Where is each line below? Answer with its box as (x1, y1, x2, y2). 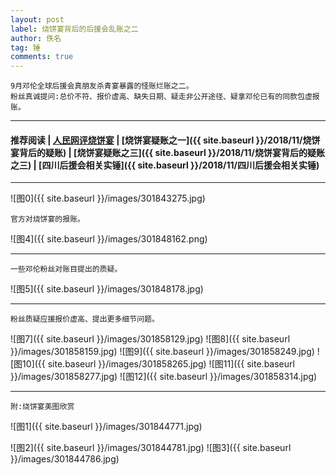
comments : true (10, 52, 74, 62)
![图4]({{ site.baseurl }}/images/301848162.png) (10, 233, 208, 245)
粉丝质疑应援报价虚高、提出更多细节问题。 (10, 314, 160, 325)
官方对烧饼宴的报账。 (10, 214, 85, 225)
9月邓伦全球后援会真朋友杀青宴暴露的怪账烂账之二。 (10, 81, 194, 91)
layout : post (10, 14, 65, 25)
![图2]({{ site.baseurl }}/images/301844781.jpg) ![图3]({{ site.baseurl (10, 442, 292, 454)
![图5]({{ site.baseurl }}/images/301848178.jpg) (10, 283, 204, 295)
